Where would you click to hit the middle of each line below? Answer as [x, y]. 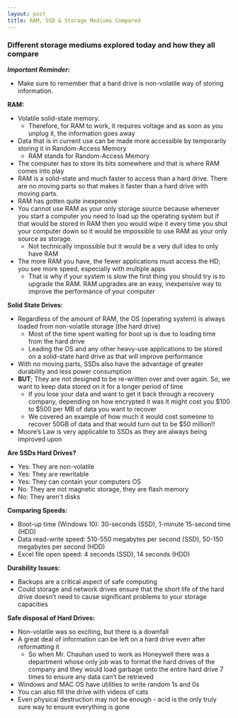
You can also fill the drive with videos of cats [83, 692]
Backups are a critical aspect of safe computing [87, 581]
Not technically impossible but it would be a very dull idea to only [123, 246]
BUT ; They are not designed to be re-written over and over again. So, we [124, 379]
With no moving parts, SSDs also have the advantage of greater [110, 364]
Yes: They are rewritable [53, 474]
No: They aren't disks [49, 496]
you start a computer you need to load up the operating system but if [118, 216]
